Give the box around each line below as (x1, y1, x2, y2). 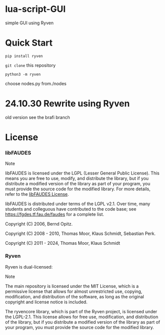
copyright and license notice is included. (5, 299, 88, 305)
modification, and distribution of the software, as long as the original (5, 293, 144, 299)
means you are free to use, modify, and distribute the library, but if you (5, 175, 149, 181)
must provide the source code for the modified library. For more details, (5, 186, 151, 192)
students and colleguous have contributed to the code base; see (5, 206, 137, 212)
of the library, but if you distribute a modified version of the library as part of (5, 319, 161, 325)
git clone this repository (5, 62, 56, 68)
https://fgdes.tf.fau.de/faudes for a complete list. (5, 212, 105, 218)
